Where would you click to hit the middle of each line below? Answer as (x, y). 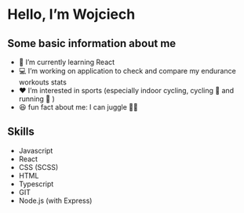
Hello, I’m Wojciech (71, 14)
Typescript (36, 184)
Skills (21, 132)
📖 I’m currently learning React (67, 62)
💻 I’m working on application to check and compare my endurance (127, 71)
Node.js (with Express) (55, 200)
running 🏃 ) (37, 99)
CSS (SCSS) (38, 167)
